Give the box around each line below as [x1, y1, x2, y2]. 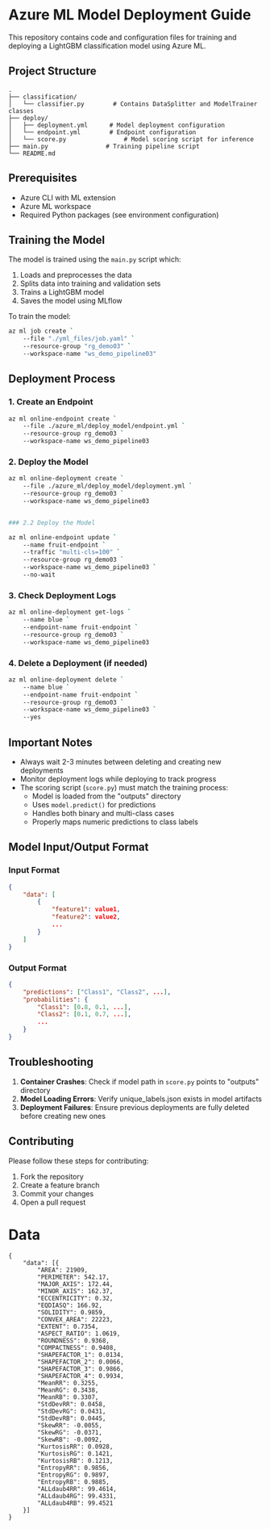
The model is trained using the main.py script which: [8, 254, 181, 264]
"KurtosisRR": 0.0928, [37, 1443, 114, 1451]
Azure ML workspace [19, 201, 91, 211]
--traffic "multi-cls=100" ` [23, 548, 121, 556]
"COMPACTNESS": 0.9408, [37, 1344, 117, 1352]
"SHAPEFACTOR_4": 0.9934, [37, 1372, 125, 1380]
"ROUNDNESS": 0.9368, [37, 1337, 110, 1345]
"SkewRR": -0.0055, [37, 1422, 103, 1430]
